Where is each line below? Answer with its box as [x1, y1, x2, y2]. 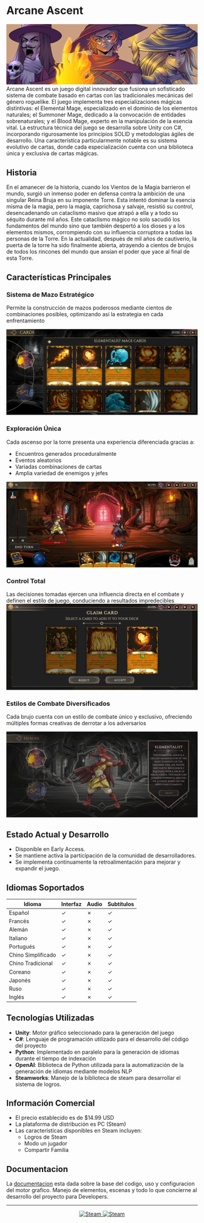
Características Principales [6, 272, 112, 282]
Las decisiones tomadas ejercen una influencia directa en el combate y [6, 591, 184, 598]
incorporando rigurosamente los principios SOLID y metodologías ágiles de [6, 130, 194, 138]
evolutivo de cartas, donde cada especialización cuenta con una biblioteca [6, 143, 194, 151]
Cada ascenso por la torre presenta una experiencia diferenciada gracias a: [6, 438, 195, 445]
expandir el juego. [15, 865, 61, 872]
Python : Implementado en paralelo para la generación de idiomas [15, 1048, 180, 1055]
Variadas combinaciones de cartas [15, 462, 102, 470]
